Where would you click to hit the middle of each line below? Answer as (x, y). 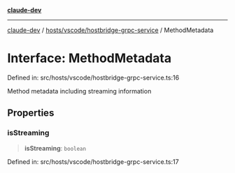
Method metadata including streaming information (79, 91)
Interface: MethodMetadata (90, 58)
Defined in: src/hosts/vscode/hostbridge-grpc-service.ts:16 (93, 77)
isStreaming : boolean (55, 148)
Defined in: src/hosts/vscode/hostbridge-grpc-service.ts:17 (93, 161)
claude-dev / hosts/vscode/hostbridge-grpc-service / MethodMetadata (111, 30)
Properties (31, 113)
